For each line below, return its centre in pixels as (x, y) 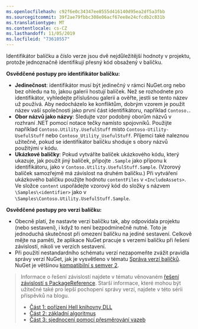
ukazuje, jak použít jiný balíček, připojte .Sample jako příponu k (91, 161)
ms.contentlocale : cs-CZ (37, 28)
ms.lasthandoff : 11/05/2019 (41, 34)
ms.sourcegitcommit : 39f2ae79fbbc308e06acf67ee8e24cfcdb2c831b (86, 17)
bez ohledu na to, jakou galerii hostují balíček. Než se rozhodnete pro (99, 91)
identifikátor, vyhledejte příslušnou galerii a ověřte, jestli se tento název (101, 98)
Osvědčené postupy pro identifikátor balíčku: (63, 74)
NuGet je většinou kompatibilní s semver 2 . (67, 265)
